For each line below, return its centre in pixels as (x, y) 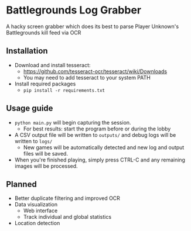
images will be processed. (46, 166)
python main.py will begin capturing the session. (73, 122)
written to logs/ (33, 141)
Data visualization (36, 205)
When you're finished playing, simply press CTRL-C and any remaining (100, 160)
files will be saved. (46, 153)
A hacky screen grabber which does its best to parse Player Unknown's (93, 26)
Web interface (40, 211)
